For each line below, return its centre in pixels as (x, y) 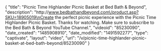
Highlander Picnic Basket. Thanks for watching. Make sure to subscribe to (80, 22)
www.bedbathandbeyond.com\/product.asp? (93, 12)
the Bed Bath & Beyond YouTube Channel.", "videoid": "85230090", (73, 28)
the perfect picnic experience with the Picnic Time (105, 17)
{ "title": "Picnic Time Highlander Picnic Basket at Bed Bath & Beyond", (76, 7)
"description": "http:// (27, 12)
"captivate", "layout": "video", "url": (41, 38)
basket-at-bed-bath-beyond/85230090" (46, 43)
